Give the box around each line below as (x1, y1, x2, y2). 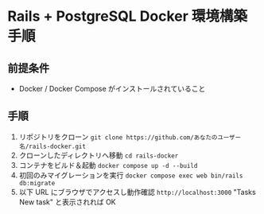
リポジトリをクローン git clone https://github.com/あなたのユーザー (18, 132, 242, 142)
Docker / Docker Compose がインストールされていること (18, 84, 206, 93)
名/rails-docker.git (18, 142, 87, 150)
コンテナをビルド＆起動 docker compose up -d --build (18, 160, 198, 169)
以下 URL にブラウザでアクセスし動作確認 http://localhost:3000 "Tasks (18, 187, 256, 196)
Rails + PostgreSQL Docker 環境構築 (7, 7, 248, 25)
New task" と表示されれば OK (18, 196, 116, 207)
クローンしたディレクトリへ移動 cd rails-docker (18, 150, 179, 160)
